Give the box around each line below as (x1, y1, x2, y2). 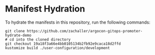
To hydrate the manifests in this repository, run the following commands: (5, 19, 151, 25)
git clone (5, 28, 25, 33)
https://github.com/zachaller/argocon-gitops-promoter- (26, 28, 143, 33)
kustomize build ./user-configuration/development (5, 45, 110, 50)
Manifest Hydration (5, 3, 85, 14)
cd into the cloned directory (9, 37, 71, 42)
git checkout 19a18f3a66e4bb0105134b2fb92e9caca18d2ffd (5, 41, 121, 46)
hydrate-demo (5, 33, 32, 38)
